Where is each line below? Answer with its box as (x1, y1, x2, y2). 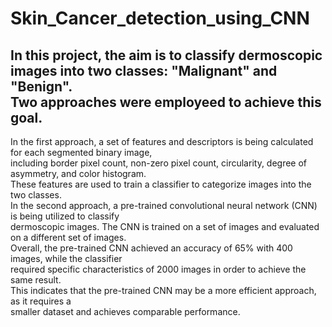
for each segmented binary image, (10, 147, 153, 158)
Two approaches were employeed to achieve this (10, 93, 322, 111)
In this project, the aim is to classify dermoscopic (10, 47, 323, 64)
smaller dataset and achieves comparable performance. (10, 306, 241, 317)
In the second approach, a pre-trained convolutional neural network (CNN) (10, 200, 318, 211)
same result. (10, 274, 62, 286)
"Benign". (10, 78, 73, 95)
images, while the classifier (10, 253, 123, 264)
